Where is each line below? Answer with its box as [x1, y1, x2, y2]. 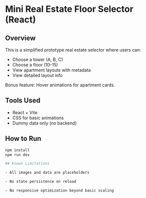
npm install [5, 147, 30, 152]
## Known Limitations [5, 161, 50, 166]
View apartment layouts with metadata [12, 67, 91, 73]
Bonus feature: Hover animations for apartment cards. [5, 82, 115, 88]
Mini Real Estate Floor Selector [5, 3, 134, 15]
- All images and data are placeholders [5, 170, 90, 175]
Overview [5, 34, 36, 42]
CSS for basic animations [12, 115, 64, 121]
